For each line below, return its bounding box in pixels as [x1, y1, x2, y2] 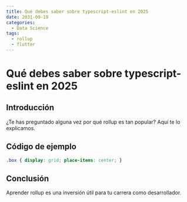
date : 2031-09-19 [6, 14, 49, 20]
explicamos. [6, 124, 35, 131]
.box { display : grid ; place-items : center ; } [6, 157, 122, 163]
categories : [6, 19, 35, 25]
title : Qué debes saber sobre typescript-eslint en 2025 [6, 8, 149, 15]
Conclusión [6, 173, 49, 183]
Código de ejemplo [6, 142, 76, 152]
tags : [6, 31, 19, 37]
